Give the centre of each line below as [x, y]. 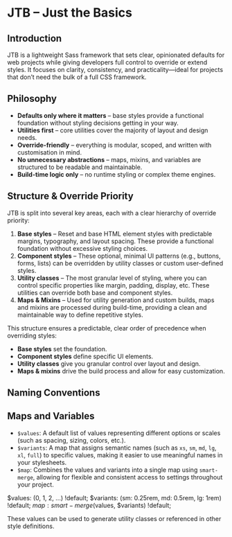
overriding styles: [32, 335]
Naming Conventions [54, 393]
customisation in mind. [49, 152]
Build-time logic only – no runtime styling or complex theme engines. [116, 174]
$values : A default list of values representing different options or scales [119, 433]
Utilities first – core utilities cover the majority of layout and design [113, 130]
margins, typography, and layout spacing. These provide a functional [115, 241]
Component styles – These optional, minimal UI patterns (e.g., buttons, [119, 256]
